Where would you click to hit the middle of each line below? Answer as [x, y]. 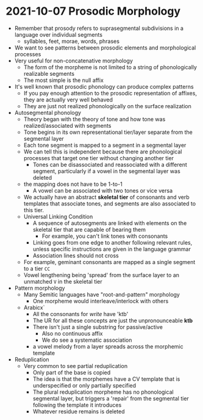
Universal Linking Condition [58, 216]
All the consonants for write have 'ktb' [80, 314]
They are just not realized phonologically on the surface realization [107, 106]
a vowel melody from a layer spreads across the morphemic [108, 346]
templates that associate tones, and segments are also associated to [110, 204]
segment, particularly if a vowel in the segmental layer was [106, 171]
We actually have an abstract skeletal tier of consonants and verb [106, 197]
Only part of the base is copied [72, 372]
